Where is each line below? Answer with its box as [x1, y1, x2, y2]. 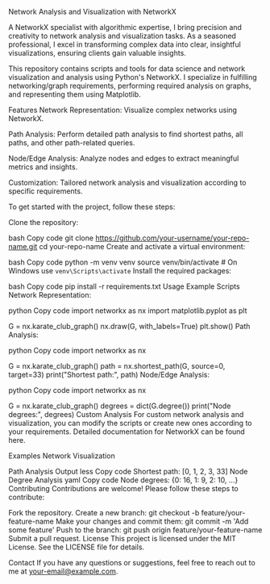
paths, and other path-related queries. [8, 138, 135, 148]
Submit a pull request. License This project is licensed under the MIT [8, 534, 236, 543]
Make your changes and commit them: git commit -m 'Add [55, 516, 249, 526]
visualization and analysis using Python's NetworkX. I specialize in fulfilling [8, 73, 258, 81]
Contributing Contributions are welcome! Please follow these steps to [8, 484, 239, 493]
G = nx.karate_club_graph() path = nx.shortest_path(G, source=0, [8, 361, 226, 370]
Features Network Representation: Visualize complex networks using [8, 105, 238, 115]
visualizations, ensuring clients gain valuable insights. [8, 48, 187, 57]
